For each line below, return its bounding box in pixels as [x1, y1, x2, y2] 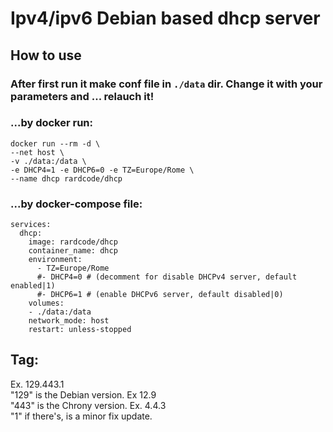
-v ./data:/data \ [10, 156, 87, 166]
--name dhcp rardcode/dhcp [10, 173, 123, 184]
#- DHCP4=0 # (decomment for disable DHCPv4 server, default [36, 272, 298, 282]
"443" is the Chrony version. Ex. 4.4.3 [10, 399, 167, 411]
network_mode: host [28, 316, 110, 326]
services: [10, 220, 52, 230]
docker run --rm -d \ [10, 138, 101, 149]
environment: [28, 255, 83, 265]
